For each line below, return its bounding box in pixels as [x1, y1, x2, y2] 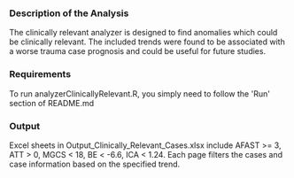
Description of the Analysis [9, 7, 129, 19]
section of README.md [9, 97, 95, 108]
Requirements [9, 68, 72, 81]
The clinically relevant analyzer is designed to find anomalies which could [9, 27, 278, 38]
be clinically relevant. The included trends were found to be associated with [9, 36, 285, 47]
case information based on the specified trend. [9, 159, 181, 169]
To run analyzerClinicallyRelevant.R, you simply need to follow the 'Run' [9, 88, 270, 99]
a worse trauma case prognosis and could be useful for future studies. [9, 46, 267, 57]
